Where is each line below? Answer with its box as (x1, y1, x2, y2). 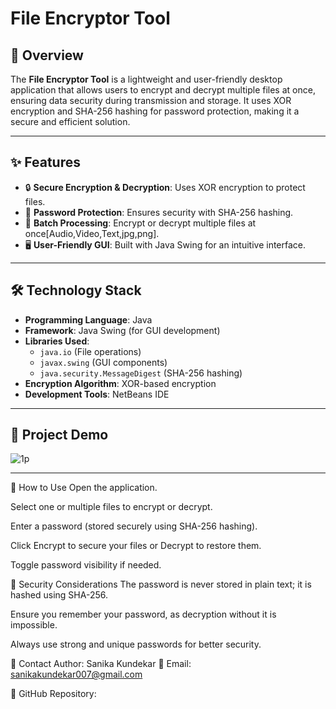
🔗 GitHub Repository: (10, 688, 97, 700)
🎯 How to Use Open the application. (10, 482, 158, 494)
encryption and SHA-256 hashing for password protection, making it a (10, 105, 300, 117)
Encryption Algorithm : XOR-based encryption (24, 377, 217, 389)
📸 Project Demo (10, 427, 109, 444)
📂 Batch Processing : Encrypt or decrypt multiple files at (24, 217, 257, 229)
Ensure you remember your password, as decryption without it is (10, 608, 277, 621)
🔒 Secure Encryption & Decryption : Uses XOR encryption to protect (24, 181, 306, 193)
